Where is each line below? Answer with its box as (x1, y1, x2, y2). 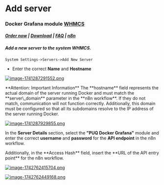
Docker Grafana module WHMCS (5, 21, 85, 27)
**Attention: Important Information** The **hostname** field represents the (5, 85, 159, 91)
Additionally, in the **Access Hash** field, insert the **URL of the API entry (5, 150, 159, 156)
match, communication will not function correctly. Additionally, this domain (5, 101, 156, 106)
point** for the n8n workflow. (5, 155, 64, 161)
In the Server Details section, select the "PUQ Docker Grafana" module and (5, 130, 159, 136)
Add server (5, 3, 51, 14)
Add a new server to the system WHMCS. (5, 45, 92, 51)
